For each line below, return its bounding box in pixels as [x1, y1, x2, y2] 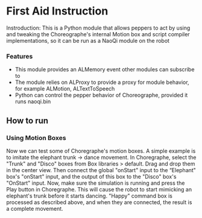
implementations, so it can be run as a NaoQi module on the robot [6, 37, 170, 44]
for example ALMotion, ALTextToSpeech [14, 85, 115, 92]
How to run [6, 115, 49, 126]
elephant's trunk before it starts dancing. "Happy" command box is [6, 192, 173, 199]
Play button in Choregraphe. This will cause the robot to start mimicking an [6, 185, 192, 193]
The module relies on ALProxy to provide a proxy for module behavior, [14, 79, 189, 86]
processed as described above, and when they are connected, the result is [6, 198, 192, 206]
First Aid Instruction [6, 4, 109, 18]
